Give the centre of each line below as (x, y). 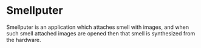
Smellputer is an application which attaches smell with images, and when (98, 27)
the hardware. (24, 40)
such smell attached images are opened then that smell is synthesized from (101, 33)
